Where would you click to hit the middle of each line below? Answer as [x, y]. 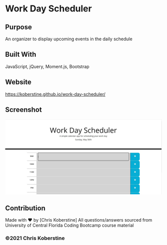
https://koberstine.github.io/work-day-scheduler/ [55, 94]
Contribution [25, 208]
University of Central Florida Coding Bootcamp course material [70, 225]
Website [18, 82]
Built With [21, 54]
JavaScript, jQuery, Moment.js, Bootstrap [47, 66]
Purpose [19, 27]
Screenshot [24, 110]
